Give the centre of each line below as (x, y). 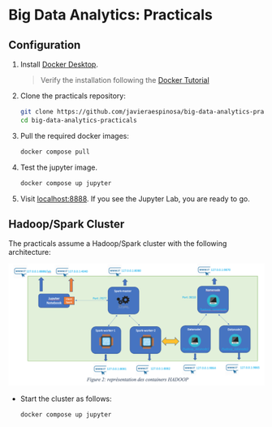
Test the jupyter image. (58, 167)
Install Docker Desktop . (59, 64)
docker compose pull (55, 152)
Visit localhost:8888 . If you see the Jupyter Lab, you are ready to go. (135, 198)
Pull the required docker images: (75, 136)
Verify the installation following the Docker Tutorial (125, 80)
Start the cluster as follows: (66, 399)
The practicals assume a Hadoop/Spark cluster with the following (118, 244)
